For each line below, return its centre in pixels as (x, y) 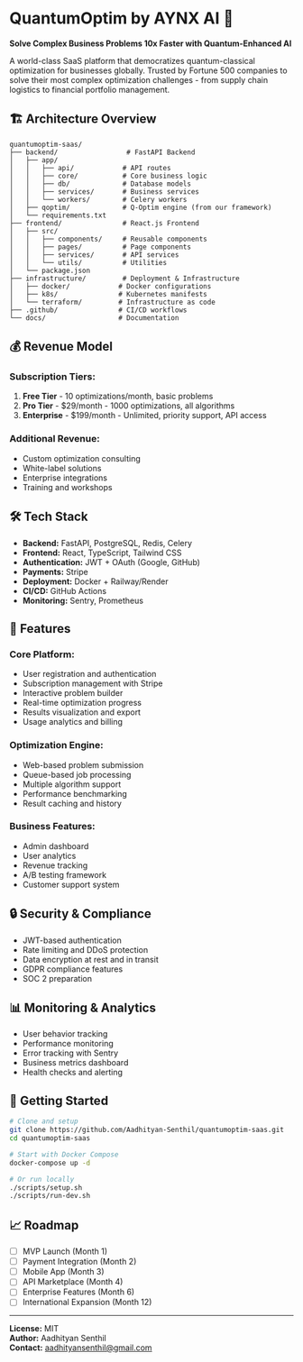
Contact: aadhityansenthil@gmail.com (81, 1348)
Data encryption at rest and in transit (91, 959)
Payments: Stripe (55, 571)
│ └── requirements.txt (58, 215)
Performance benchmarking (75, 793)
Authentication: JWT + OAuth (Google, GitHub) (111, 562)
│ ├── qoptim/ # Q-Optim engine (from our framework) (141, 207)
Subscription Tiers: (53, 377)
